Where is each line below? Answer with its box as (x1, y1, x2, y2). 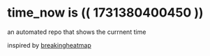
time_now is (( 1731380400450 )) (7, 5, 204, 21)
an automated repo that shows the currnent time (7, 28, 147, 36)
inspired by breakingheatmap (7, 41, 92, 49)
